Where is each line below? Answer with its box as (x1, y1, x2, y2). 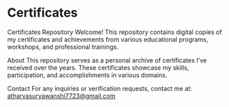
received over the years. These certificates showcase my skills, (7, 63, 189, 72)
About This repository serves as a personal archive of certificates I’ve (7, 56, 207, 64)
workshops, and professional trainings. (7, 42, 119, 51)
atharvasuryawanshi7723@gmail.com (7, 92, 116, 100)
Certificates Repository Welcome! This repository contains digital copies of (7, 28, 223, 36)
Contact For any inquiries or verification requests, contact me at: (7, 84, 193, 92)
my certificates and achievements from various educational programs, (7, 35, 209, 43)
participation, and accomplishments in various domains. (7, 71, 168, 79)
